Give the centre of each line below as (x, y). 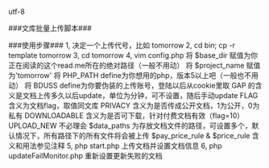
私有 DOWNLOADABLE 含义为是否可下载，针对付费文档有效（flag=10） (126, 115)
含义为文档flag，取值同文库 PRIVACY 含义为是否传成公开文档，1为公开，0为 (134, 105)
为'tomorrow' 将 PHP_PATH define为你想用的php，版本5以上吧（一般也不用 (134, 75)
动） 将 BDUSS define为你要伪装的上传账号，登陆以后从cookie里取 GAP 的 (132, 85)
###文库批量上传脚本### (50, 28)
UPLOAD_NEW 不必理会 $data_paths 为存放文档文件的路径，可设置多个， (130, 125)
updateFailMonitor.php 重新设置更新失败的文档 (85, 156)
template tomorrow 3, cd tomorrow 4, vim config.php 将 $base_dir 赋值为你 (133, 55)
